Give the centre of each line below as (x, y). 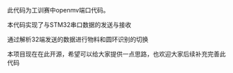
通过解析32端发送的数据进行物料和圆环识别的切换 (78, 39)
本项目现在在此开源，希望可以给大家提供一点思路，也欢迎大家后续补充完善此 (116, 54)
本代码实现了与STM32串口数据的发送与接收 (69, 25)
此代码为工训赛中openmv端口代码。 (58, 10)
